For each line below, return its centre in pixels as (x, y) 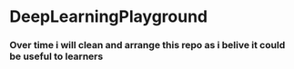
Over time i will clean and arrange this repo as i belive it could (147, 45)
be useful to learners (56, 56)
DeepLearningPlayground (108, 17)
